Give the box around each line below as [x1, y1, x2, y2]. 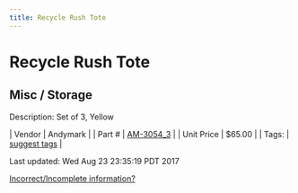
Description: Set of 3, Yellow [9, 111, 115, 122]
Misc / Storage [9, 87, 92, 103]
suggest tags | [9, 138, 63, 149]
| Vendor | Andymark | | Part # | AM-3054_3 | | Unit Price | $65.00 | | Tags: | [9, 128, 290, 139]
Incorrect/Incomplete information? [9, 172, 136, 184]
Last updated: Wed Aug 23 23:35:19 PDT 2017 [9, 155, 180, 166]
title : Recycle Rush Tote [9, 13, 106, 22]
